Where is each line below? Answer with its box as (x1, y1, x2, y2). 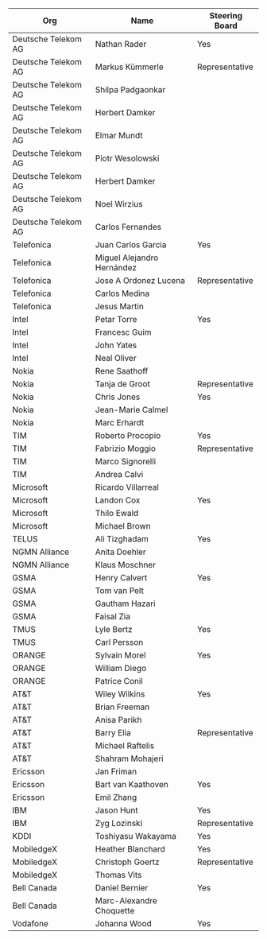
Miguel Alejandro (95, 252, 159, 263)
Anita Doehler (95, 546, 147, 557)
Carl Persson (95, 637, 144, 647)
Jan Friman (95, 766, 137, 777)
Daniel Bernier (95, 883, 149, 893)
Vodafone (12, 918, 49, 929)
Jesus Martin (95, 301, 145, 312)
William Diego (95, 663, 147, 673)
